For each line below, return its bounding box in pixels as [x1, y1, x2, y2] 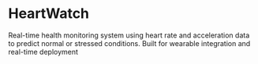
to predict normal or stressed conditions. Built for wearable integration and [8, 38, 251, 48]
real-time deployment [8, 47, 79, 56]
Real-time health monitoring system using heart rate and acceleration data [8, 30, 250, 40]
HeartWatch [8, 5, 89, 23]
